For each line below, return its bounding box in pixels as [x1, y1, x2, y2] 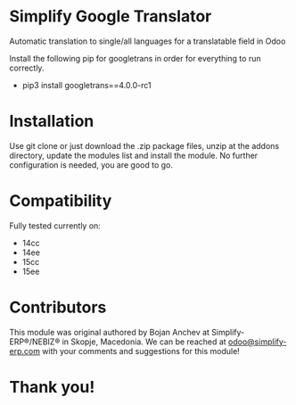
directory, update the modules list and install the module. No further [9, 150, 259, 161]
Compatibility [9, 191, 112, 211]
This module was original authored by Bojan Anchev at [9, 326, 210, 337]
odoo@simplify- [227, 336, 287, 347]
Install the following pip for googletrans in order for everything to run [9, 53, 261, 63]
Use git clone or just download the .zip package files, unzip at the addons [9, 140, 279, 151]
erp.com [9, 345, 40, 356]
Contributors [9, 297, 107, 318]
